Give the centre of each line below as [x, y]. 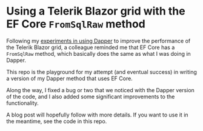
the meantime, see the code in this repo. [57, 121]
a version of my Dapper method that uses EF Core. [70, 78]
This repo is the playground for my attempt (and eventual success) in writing [101, 72]
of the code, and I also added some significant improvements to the [91, 96]
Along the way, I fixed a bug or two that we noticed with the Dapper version [101, 90]
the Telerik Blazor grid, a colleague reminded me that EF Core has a [91, 47]
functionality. [23, 103]
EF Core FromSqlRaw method [76, 24]
